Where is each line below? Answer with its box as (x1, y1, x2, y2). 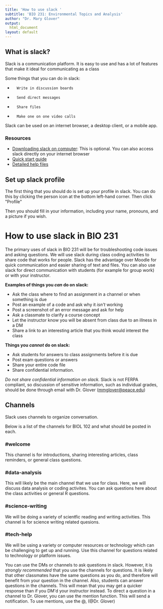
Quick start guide (12, 156, 47, 162)
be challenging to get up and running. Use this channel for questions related (5, 547, 158, 553)
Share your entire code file (12, 362, 66, 368)
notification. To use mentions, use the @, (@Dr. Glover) (5, 598, 115, 604)
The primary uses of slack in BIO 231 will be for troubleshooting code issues (5, 247, 158, 252)
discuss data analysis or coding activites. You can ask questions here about (5, 485, 157, 491)
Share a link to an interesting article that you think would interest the (12, 327, 149, 333)
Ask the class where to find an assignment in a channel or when (12, 291, 141, 297)
